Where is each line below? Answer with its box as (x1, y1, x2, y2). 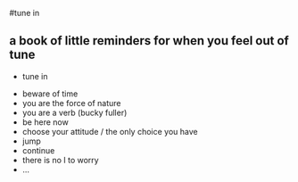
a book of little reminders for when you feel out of (9, 33, 290, 48)
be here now (21, 116, 69, 128)
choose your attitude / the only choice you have (21, 126, 198, 136)
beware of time (21, 88, 79, 99)
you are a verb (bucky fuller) (21, 107, 128, 118)
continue (21, 145, 55, 155)
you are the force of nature (21, 97, 121, 108)
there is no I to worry (21, 154, 100, 165)
